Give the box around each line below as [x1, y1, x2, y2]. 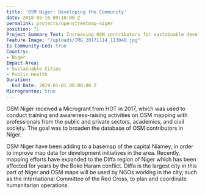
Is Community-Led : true [6, 43, 67, 49]
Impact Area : [6, 60, 40, 66]
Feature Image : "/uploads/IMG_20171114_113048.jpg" [6, 37, 140, 43]
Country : [6, 49, 29, 55]
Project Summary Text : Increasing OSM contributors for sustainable [6, 32, 184, 38]
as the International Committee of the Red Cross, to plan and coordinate [6, 175, 187, 182]
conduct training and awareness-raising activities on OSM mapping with [6, 111, 188, 119]
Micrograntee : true [6, 88, 56, 94]
